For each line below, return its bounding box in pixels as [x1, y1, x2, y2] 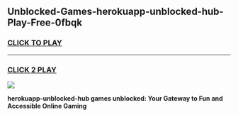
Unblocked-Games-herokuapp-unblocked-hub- [7, 6, 225, 18]
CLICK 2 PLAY [7, 65, 57, 74]
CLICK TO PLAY [7, 38, 62, 48]
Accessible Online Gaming [7, 101, 87, 110]
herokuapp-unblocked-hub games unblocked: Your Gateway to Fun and [7, 94, 223, 102]
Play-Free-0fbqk [7, 17, 83, 29]
